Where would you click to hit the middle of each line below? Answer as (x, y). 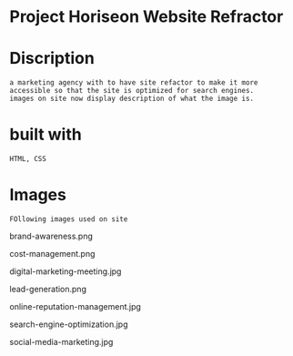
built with (45, 135)
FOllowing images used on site (69, 219)
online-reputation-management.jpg (75, 306)
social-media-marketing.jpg (61, 342)
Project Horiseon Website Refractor (146, 17)
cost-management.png (52, 254)
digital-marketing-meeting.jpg (66, 271)
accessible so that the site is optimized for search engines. (132, 91)
